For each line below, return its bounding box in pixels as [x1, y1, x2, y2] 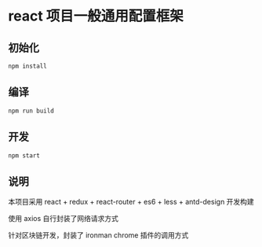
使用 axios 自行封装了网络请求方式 [8, 214, 119, 223]
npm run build [8, 107, 55, 115]
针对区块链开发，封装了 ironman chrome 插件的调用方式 [8, 230, 189, 240]
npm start [8, 151, 41, 160]
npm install [8, 62, 47, 70]
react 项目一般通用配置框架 [8, 7, 184, 25]
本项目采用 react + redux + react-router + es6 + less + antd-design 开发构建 [8, 197, 255, 207]
